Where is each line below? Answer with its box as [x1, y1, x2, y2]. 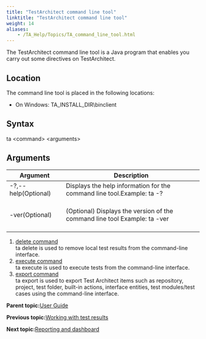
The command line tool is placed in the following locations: [6, 89, 155, 96]
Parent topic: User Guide [6, 302, 69, 309]
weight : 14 [6, 20, 34, 26]
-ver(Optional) [9, 210, 52, 219]
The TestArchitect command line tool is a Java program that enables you [6, 48, 190, 56]
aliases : [6, 26, 29, 32]
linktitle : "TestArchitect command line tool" [6, 15, 128, 21]
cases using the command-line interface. [15, 289, 120, 297]
